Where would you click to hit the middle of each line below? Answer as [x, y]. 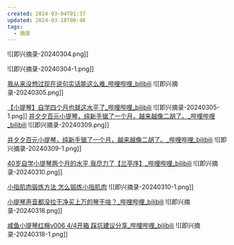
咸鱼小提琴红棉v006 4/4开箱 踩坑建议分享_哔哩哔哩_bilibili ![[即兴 [101, 225]
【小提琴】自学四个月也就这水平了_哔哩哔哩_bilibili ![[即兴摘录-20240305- [114, 107]
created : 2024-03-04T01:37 [46, 14]
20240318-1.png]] [42, 234]
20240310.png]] [39, 172]
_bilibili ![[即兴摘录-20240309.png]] [58, 125]
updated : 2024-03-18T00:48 [46, 20]
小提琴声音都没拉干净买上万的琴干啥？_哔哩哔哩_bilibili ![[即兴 [96, 202]
